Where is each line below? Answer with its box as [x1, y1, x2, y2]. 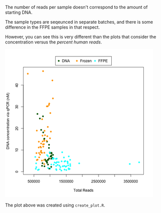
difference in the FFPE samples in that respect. [5, 24, 100, 30]
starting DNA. [5, 9, 33, 15]
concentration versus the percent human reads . [5, 39, 102, 45]
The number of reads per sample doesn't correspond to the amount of [5, 4, 148, 10]
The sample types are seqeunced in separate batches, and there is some [5, 19, 154, 25]
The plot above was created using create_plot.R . [5, 202, 105, 208]
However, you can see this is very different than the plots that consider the [5, 34, 157, 40]
